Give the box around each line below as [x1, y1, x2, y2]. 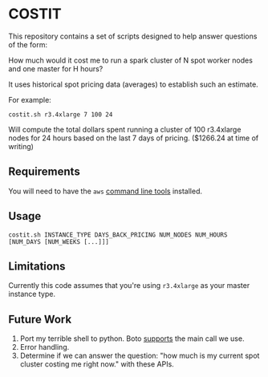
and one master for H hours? [8, 63, 104, 73]
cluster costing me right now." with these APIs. [19, 359, 174, 369]
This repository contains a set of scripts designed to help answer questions [8, 31, 258, 41]
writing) [8, 141, 35, 151]
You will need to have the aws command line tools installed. [8, 186, 203, 196]
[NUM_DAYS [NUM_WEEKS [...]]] [8, 237, 110, 245]
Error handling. [19, 343, 70, 352]
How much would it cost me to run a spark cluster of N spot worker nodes [8, 55, 253, 65]
